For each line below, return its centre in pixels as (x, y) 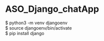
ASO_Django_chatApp (52, 9)
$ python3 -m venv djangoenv (36, 23)
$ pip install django (25, 33)
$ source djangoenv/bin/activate (38, 28)
